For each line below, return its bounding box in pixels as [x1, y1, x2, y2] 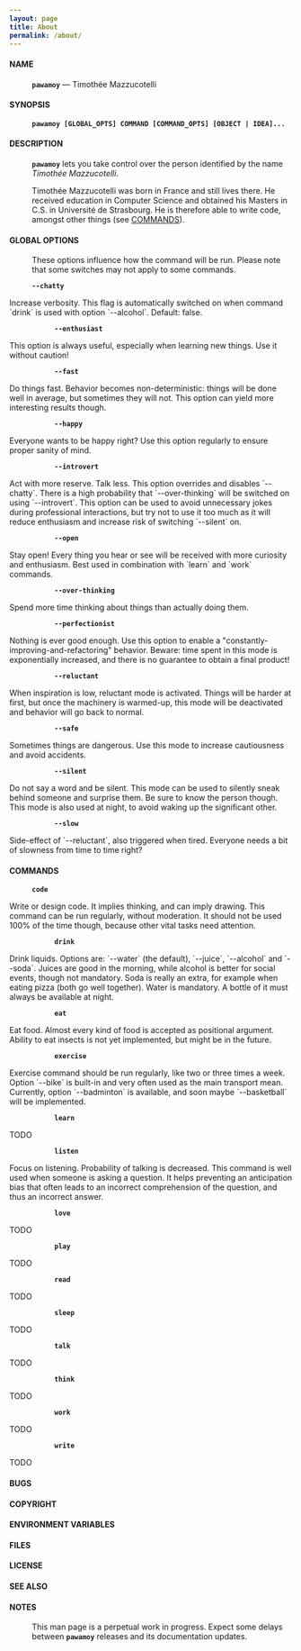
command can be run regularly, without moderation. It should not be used [9, 911, 282, 921]
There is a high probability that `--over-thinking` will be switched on [39, 488, 290, 499]
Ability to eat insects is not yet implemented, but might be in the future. [9, 1034, 272, 1046]
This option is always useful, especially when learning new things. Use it [9, 340, 278, 351]
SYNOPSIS [9, 99, 51, 110]
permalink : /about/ [9, 31, 83, 40]
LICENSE [9, 1560, 43, 1571]
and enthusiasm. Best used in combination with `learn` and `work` [9, 559, 252, 570]
